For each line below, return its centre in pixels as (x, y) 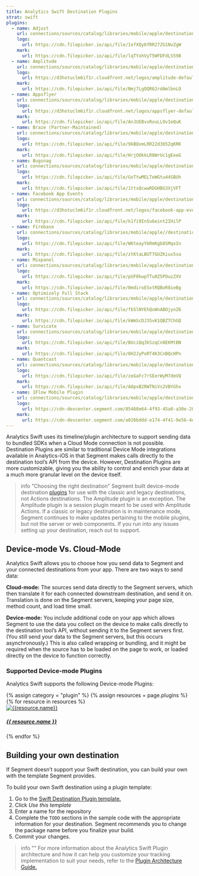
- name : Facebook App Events (47, 193)
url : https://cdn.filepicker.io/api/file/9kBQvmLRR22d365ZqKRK (102, 144)
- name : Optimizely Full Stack (50, 293)
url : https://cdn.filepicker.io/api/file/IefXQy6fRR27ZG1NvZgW (102, 45)
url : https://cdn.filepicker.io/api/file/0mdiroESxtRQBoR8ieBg (102, 288)
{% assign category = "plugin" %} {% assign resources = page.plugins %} (97, 696)
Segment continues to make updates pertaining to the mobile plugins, (105, 518)
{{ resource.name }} (32, 722)
